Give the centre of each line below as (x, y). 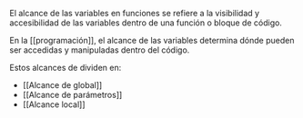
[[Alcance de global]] (62, 85)
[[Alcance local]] (54, 104)
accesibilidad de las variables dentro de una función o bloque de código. (146, 23)
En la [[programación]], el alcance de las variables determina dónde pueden (152, 40)
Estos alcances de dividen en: (66, 68)
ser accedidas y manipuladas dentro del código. (100, 50)
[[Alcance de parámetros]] (72, 95)
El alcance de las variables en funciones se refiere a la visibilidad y (135, 13)
